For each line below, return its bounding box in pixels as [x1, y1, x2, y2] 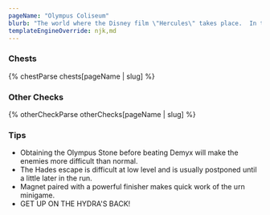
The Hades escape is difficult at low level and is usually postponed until [19, 165, 257, 175]
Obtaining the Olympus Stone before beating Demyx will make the [19, 148, 239, 157]
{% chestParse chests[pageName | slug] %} [8, 71, 155, 81]
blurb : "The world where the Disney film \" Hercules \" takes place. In [8, 19, 257, 27]
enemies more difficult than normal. [19, 156, 138, 166]
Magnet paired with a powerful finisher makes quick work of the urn [19, 182, 245, 192]
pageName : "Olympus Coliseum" [8, 11, 110, 20]
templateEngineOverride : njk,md [8, 26, 117, 34]
